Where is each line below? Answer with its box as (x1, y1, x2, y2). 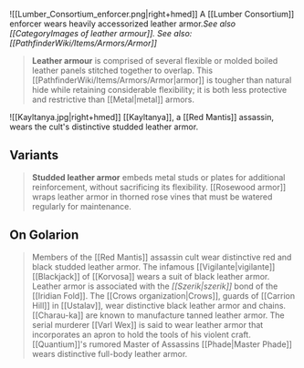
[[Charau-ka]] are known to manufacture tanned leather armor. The (31, 310, 285, 321)
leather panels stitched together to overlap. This (31, 65, 213, 76)
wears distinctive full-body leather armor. (31, 348, 188, 359)
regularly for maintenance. (31, 200, 132, 211)
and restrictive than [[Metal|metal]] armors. (31, 94, 194, 105)
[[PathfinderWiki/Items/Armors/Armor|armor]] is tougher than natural (31, 75, 292, 86)
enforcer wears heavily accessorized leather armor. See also (9, 18, 236, 29)
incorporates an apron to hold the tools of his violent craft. (31, 329, 251, 340)
